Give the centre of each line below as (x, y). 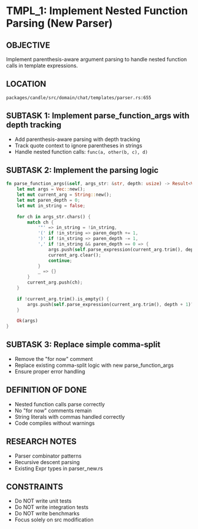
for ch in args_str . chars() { (54, 216)
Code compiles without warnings (55, 423)
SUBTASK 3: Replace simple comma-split (83, 345)
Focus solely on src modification (54, 520)
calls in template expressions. (42, 65)
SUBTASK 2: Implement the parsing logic (82, 170)
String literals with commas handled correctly (70, 416)
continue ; (60, 261)
